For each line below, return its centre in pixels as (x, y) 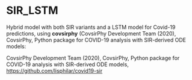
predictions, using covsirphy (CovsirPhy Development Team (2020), (91, 33)
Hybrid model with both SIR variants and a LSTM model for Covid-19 (91, 27)
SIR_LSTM (32, 11)
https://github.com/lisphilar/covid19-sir (54, 70)
